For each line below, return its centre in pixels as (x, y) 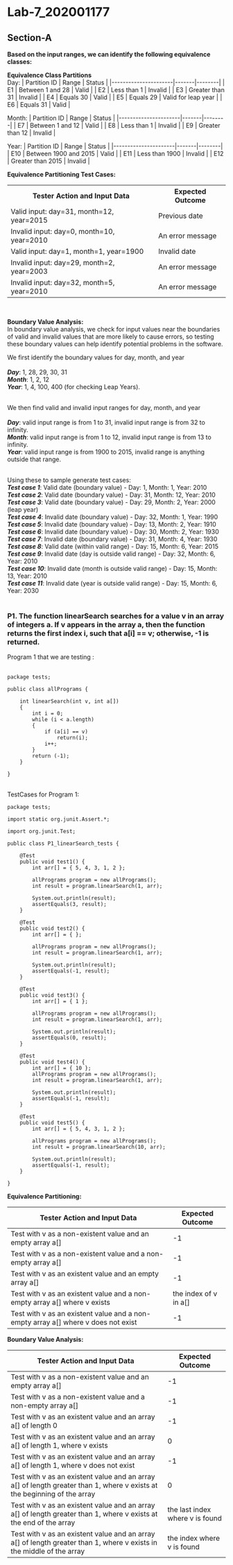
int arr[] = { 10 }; (62, 1068)
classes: (20, 62)
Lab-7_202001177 (59, 12)
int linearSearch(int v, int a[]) (69, 701)
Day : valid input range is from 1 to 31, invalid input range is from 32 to (106, 422)
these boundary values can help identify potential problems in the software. (115, 344)
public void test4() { (52, 1062)
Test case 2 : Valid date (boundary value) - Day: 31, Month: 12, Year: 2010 (112, 495)
